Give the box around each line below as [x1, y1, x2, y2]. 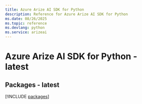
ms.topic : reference [5, 21, 47, 26]
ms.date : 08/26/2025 [5, 16, 47, 21]
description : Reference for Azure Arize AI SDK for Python [5, 12, 128, 17]
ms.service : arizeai [5, 30, 47, 35]
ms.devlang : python [5, 25, 45, 30]
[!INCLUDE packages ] [5, 94, 49, 99]
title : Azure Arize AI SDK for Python [5, 7, 84, 12]
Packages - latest [5, 81, 60, 89]
